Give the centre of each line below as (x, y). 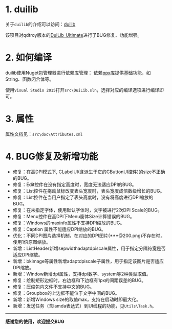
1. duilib (22, 9)
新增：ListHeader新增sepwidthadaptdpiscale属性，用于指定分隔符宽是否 (89, 248)
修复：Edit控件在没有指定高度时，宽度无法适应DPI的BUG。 (74, 184)
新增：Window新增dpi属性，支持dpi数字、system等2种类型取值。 (82, 274)
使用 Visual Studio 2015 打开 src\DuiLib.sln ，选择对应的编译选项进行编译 (82, 90)
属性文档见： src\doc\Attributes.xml (44, 134)
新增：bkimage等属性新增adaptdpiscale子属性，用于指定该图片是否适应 (88, 261)
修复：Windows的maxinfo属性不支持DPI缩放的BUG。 (69, 223)
